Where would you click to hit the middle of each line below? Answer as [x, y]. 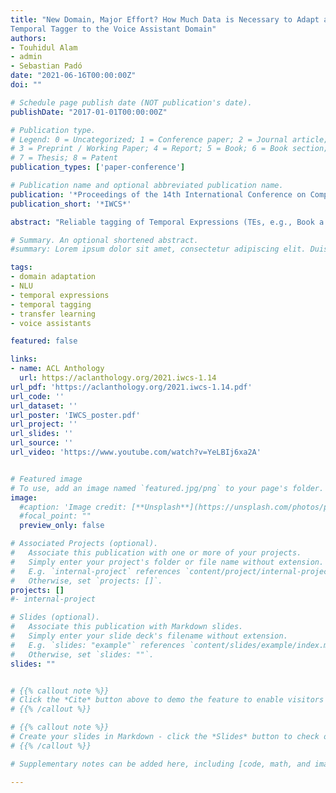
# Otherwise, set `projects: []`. [86, 581]
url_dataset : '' [44, 406]
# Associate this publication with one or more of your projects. [156, 553]
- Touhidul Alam [44, 47]
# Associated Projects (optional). [84, 544]
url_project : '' [44, 424]
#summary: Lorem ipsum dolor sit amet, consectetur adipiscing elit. [158, 249]
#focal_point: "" [55, 516]
